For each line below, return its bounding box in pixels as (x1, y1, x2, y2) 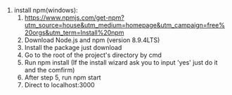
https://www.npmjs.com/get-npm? (24, 13, 124, 22)
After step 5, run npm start (24, 73, 101, 82)
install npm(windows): (13, 6, 79, 14)
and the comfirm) (24, 66, 75, 74)
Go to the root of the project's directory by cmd (24, 51, 162, 59)
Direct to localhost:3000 (24, 81, 95, 89)
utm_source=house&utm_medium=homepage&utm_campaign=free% (24, 21, 225, 29)
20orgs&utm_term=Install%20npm (24, 28, 124, 37)
